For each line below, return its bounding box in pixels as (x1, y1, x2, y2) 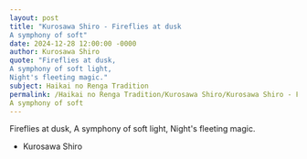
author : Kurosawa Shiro (9, 48, 101, 57)
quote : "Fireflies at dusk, (9, 56, 117, 65)
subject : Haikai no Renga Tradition (9, 81, 149, 90)
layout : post (9, 13, 59, 23)
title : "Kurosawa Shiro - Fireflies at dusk (9, 22, 182, 31)
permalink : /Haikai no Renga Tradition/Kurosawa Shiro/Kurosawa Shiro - (9, 90, 292, 99)
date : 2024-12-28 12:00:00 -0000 (9, 38, 137, 48)
